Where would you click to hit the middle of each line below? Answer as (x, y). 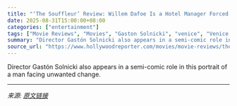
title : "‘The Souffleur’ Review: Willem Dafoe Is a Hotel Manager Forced (118, 14)
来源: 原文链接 (28, 95)
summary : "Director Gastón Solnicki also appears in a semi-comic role (115, 40)
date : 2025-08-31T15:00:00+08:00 (56, 20)
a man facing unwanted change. (54, 74)
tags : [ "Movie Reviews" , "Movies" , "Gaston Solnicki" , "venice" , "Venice (118, 34)
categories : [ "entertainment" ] (53, 27)
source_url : (25, 47)
